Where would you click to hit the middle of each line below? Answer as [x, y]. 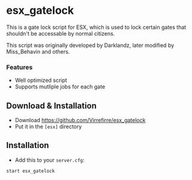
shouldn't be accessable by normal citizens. [61, 33]
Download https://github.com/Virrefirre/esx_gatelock [80, 120]
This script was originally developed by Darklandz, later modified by [90, 45]
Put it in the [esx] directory [48, 126]
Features [19, 67]
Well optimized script [41, 80]
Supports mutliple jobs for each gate [60, 87]
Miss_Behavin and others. [38, 51]
